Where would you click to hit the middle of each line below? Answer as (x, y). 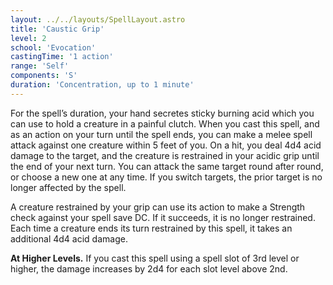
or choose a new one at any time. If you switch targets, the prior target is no (166, 177)
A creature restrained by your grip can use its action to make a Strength (158, 207)
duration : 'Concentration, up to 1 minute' (102, 85)
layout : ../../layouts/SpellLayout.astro (98, 19)
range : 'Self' (40, 66)
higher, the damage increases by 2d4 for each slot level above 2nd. (149, 268)
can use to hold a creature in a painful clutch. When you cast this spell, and (165, 123)
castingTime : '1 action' (62, 57)
